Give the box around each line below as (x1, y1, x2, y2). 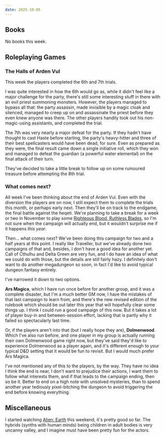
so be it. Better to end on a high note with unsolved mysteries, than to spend (5, 379, 160, 385)
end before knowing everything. (5, 389, 70, 395)
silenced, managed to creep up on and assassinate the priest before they (5, 110, 154, 116)
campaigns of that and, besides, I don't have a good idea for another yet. (5, 246, 153, 252)
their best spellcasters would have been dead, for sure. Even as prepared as (5, 140, 160, 146)
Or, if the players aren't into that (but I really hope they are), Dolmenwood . (5, 327, 156, 333)
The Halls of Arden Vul (5, 68, 61, 75)
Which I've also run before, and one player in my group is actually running (5, 332, 155, 339)
